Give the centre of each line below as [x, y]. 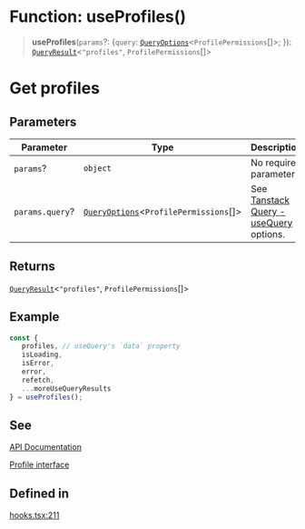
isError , [38, 364]
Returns [33, 267]
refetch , [38, 380]
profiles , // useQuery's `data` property [101, 346]
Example [34, 317]
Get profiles [55, 89]
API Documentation [45, 447]
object [97, 168]
